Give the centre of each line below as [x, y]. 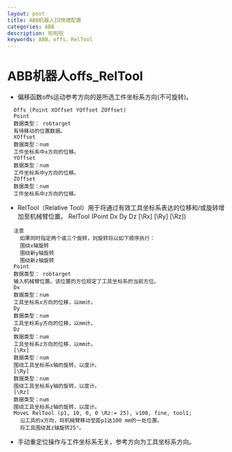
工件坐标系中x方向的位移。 [46, 152]
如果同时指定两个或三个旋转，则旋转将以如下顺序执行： [87, 239]
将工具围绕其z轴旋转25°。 [52, 428]
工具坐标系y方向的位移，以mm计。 [55, 324]
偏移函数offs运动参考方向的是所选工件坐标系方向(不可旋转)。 [105, 97]
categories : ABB [31, 27]
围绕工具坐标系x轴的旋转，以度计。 [57, 366]
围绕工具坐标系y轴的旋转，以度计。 [57, 386]
